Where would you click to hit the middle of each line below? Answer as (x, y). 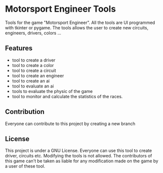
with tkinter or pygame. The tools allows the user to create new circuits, (77, 27)
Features (19, 48)
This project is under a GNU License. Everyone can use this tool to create (79, 151)
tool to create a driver (34, 60)
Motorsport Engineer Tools (60, 9)
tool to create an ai (31, 81)
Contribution (25, 112)
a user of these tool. (25, 166)
